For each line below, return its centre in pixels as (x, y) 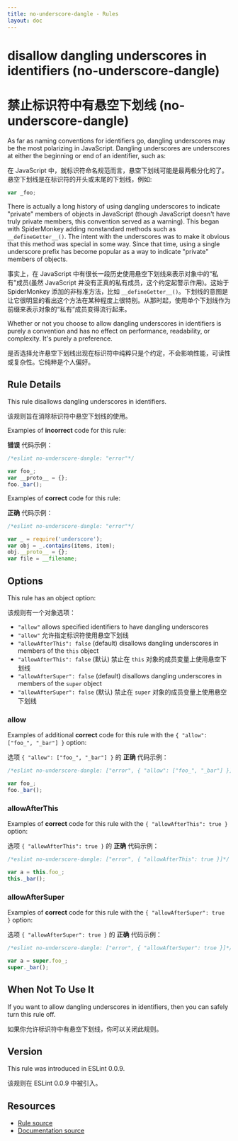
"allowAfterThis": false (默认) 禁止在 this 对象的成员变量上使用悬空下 (122, 659)
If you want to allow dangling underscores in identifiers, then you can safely (118, 1007)
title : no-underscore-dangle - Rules (63, 14)
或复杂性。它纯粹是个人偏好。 (51, 362)
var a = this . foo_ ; (36, 872)
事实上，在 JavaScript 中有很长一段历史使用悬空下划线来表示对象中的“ (110, 273)
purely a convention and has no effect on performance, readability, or (109, 331)
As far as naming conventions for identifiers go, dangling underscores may (116, 140)
